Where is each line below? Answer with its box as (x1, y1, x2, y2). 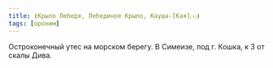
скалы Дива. (8, 50, 53, 60)
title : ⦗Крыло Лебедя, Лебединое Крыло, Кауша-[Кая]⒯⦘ (8, 11, 201, 20)
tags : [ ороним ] (8, 19, 60, 28)
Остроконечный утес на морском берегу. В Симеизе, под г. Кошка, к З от (8, 41, 265, 51)
